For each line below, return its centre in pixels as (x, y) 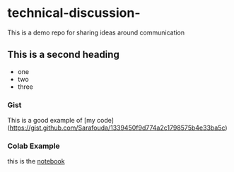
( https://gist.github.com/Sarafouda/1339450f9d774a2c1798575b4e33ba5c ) (117, 128)
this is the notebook (36, 161)
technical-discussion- (74, 13)
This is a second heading (64, 55)
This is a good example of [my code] (61, 121)
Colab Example (34, 146)
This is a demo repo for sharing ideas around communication (96, 32)
